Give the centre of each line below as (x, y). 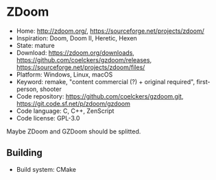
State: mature (36, 45)
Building (24, 153)
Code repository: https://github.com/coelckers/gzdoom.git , (100, 96)
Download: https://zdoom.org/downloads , (75, 53)
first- (203, 81)
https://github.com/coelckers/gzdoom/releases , (84, 60)
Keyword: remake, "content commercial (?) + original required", (106, 81)
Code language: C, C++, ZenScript (65, 111)
